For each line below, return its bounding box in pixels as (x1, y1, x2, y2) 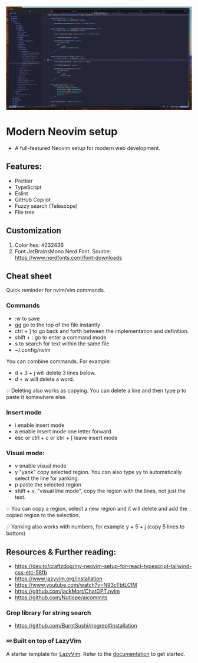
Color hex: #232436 (14, 241, 64, 249)
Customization (6, 226, 62, 236)
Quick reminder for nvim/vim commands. (6, 287, 105, 294)
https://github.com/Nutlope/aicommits (14, 594, 108, 601)
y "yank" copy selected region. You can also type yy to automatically (14, 469, 182, 476)
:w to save (14, 315, 40, 322)
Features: (6, 162, 42, 172)
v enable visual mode (14, 462, 67, 469)
